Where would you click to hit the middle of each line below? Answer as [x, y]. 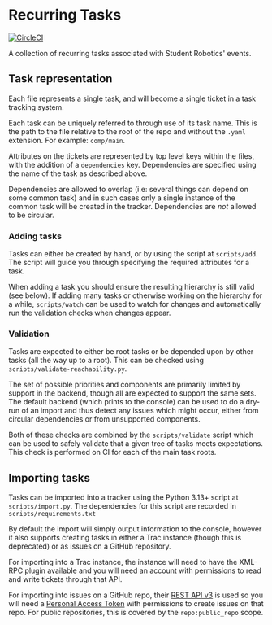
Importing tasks [50, 478]
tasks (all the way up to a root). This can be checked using [106, 361]
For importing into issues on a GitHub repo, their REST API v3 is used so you [136, 595]
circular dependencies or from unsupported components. [104, 419]
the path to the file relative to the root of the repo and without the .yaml [127, 131]
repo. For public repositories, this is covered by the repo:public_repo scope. [136, 613]
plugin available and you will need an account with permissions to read [143, 570]
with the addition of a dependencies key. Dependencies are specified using [133, 164]
